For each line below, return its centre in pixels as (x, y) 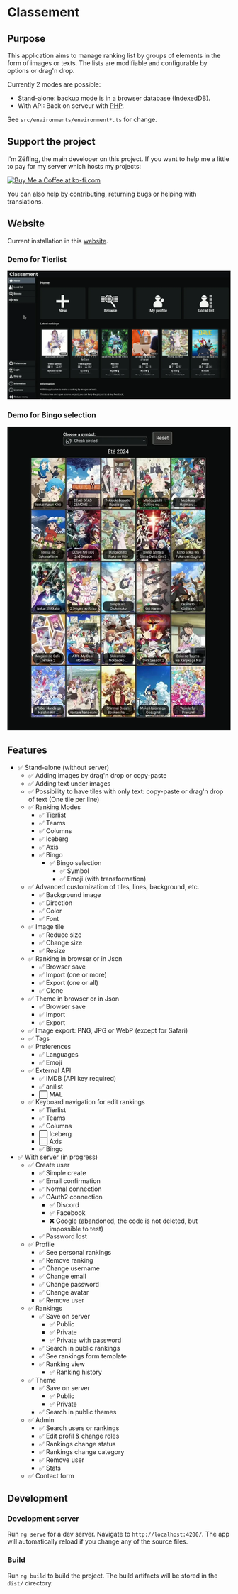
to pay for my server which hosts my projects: (74, 166)
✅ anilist (51, 1086)
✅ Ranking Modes (55, 807)
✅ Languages (59, 1054)
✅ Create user (49, 1165)
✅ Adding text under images (69, 783)
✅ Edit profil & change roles (79, 1436)
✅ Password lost (63, 1236)
